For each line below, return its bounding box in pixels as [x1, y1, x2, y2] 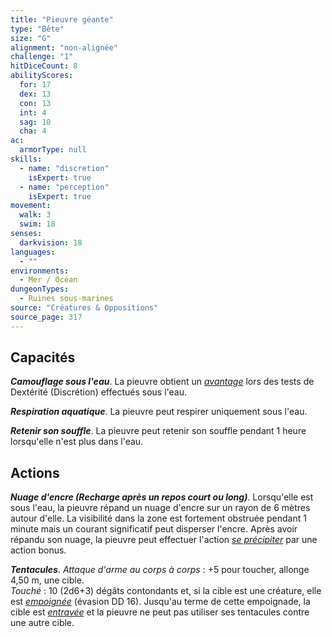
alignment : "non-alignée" [10, 42, 118, 53]
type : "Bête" [10, 24, 65, 34]
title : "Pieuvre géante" [10, 14, 114, 25]
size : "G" [10, 33, 52, 43]
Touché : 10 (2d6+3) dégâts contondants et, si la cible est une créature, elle [10, 585, 322, 597]
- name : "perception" [19, 182, 110, 192]
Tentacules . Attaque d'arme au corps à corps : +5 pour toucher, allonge [10, 564, 310, 576]
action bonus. [10, 544, 67, 556]
